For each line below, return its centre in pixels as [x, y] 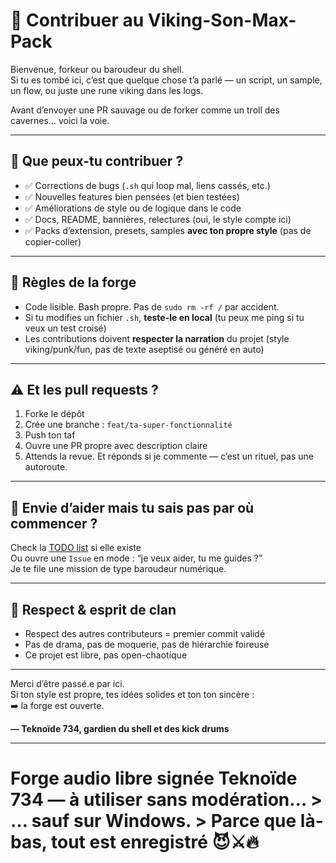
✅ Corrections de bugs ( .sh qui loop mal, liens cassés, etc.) [147, 185]
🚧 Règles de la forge [73, 282]
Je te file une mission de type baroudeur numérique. [118, 569]
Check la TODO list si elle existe [76, 548]
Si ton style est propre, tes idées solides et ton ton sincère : [132, 694]
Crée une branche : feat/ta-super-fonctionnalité [128, 425]
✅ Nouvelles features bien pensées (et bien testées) [132, 196]
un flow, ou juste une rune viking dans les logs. [107, 90]
